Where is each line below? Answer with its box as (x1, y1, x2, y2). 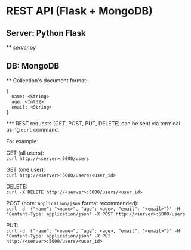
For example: (6, 137, 39, 144)
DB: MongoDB (6, 61, 60, 71)
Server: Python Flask (6, 28, 86, 38)
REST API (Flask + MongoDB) (6, 4, 153, 18)
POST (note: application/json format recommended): (6, 199, 139, 206)
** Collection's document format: (6, 76, 88, 84)
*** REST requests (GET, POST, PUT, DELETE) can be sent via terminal (6, 119, 181, 126)
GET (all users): (6, 149, 45, 156)
